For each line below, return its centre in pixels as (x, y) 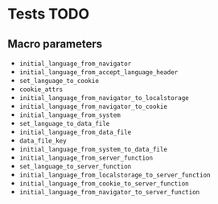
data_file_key (43, 141)
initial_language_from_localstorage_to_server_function (115, 175)
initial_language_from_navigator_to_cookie (93, 106)
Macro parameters (55, 44)
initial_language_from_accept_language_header (99, 73)
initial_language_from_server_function (86, 158)
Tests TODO (49, 14)
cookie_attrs (41, 90)
